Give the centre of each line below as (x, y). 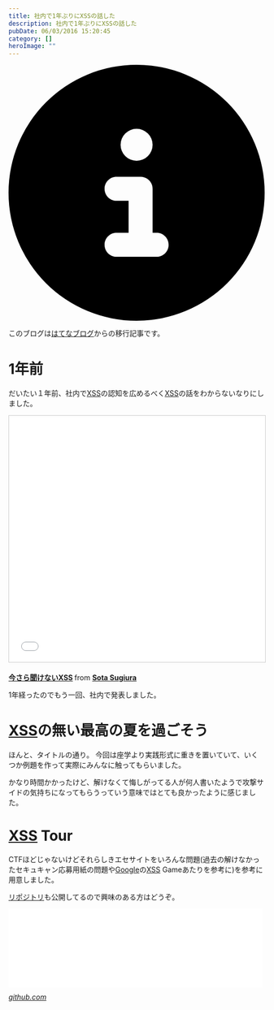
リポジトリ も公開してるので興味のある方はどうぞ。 (94, 897)
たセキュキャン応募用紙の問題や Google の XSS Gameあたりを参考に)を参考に (136, 869)
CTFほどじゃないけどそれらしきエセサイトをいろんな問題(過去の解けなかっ (134, 859)
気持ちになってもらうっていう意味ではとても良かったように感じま (139, 792)
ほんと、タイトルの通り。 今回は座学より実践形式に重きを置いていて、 (126, 755)
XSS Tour (41, 836)
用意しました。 (33, 879)
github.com (28, 997)
